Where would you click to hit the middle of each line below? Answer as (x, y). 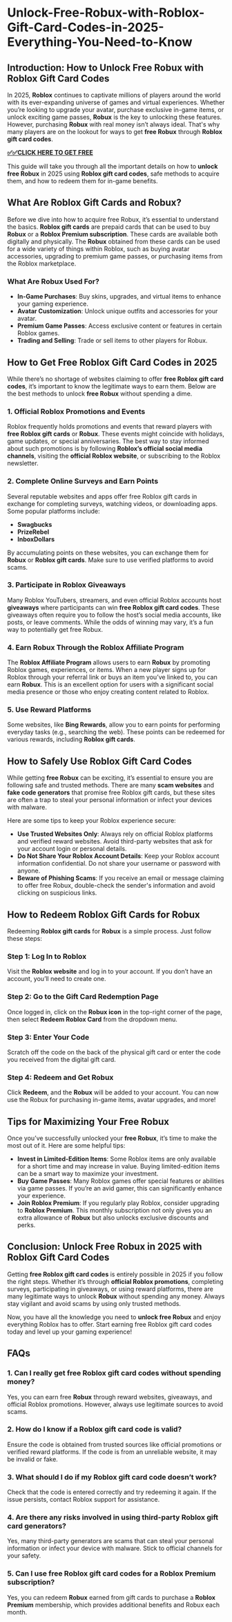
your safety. (24, 1556)
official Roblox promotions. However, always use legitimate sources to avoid (115, 1404)
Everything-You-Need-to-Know (100, 42)
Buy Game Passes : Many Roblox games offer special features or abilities (120, 1181)
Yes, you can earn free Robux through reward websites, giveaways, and (110, 1397)
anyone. (29, 871)
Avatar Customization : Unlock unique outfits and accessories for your (117, 311)
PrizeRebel (33, 532)
